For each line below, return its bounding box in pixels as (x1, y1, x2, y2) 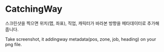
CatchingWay (5, 3, 63, 15)
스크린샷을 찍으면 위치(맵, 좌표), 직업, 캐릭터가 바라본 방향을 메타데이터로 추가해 (5, 20, 160, 26)
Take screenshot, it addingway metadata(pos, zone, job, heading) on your (5, 36, 157, 42)
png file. (5, 41, 22, 47)
